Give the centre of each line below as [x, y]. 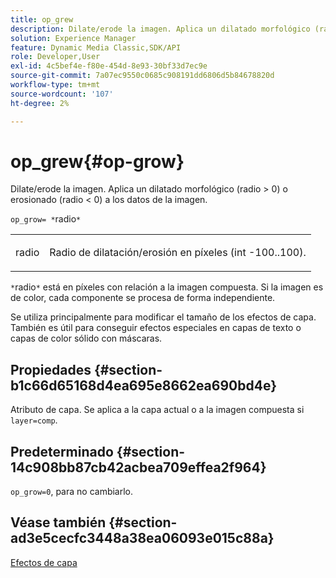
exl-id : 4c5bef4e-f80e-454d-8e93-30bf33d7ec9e [109, 66]
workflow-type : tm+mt [55, 85]
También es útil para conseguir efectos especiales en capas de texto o [156, 328]
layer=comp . [34, 420]
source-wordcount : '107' [62, 94]
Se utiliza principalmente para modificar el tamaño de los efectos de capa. [163, 317]
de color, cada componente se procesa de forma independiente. [143, 298]
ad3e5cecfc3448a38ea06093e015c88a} [142, 538]
